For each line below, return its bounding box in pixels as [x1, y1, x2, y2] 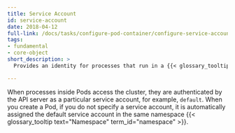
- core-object [7, 50, 49, 57]
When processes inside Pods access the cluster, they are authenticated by [7, 87, 222, 96]
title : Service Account [7, 10, 77, 17]
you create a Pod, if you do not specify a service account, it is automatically [7, 102, 226, 111]
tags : [7, 36, 23, 43]
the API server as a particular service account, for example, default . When [7, 95, 222, 104]
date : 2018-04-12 [7, 23, 58, 30]
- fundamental [7, 43, 49, 50]
